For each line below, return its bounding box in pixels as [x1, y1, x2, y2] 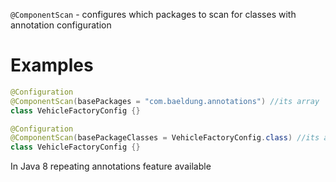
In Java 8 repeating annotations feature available [10, 160, 212, 173]
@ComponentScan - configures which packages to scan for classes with [10, 9, 297, 20]
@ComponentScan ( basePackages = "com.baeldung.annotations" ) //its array [10, 96, 320, 106]
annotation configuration [10, 19, 112, 31]
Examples [10, 54, 94, 77]
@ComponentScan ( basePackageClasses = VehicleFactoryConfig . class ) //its [10, 133, 320, 143]
